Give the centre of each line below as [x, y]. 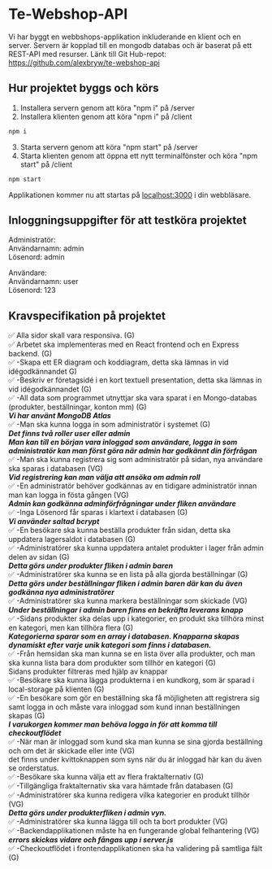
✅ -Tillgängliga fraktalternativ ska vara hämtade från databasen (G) [121, 786]
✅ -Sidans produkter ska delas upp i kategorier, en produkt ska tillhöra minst [136, 618]
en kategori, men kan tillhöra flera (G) [71, 628]
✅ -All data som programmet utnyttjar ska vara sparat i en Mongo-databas [133, 398]
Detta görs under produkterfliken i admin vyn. [88, 813]
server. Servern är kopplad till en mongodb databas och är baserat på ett [130, 45]
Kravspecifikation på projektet [87, 315]
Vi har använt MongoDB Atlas [60, 416]
